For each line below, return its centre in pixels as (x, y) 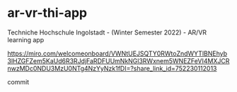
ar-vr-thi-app (47, 13)
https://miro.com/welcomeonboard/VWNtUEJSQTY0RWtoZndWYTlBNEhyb (117, 53)
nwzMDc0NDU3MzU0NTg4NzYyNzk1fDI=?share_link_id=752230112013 (112, 68)
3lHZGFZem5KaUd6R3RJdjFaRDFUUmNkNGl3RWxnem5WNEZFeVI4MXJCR (118, 60)
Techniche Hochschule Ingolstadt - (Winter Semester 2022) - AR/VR (107, 32)
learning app (26, 39)
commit (18, 81)
